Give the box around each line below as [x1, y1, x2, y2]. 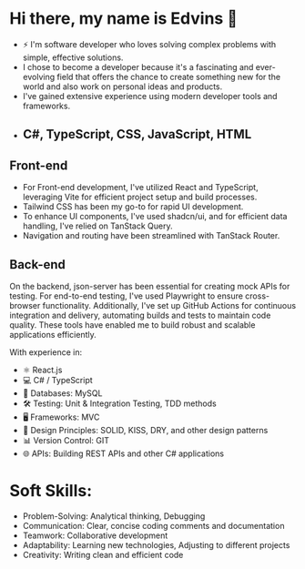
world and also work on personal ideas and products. [22, 81, 223, 92]
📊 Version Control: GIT [22, 434, 110, 445]
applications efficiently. [9, 329, 97, 340]
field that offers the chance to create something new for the [56, 71, 280, 82]
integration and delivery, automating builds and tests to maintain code [9, 310, 271, 320]
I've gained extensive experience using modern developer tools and [22, 90, 278, 101]
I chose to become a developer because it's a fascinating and [22, 61, 254, 72]
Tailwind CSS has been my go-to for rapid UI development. [22, 201, 244, 212]
